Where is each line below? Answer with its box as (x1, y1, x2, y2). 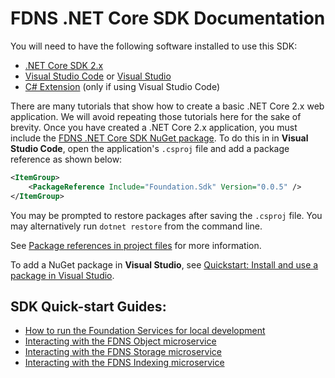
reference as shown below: (10, 153, 123, 165)
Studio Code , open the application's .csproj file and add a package (10, 142, 290, 154)
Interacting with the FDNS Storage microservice (24, 346, 222, 358)
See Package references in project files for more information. (10, 239, 262, 251)
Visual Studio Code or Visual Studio (24, 70, 172, 82)
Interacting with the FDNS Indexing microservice (24, 357, 225, 369)
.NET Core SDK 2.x (24, 59, 104, 71)
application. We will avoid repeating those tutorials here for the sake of (10, 110, 302, 122)
